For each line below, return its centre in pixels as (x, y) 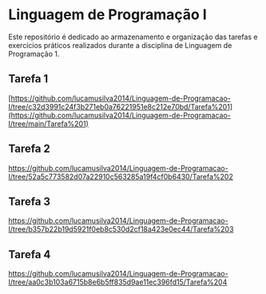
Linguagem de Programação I (108, 15)
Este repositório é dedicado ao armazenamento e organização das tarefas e (133, 37)
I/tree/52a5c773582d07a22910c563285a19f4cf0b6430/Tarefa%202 (121, 177)
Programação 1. (34, 54)
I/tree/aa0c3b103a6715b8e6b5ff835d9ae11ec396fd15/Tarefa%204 (118, 282)
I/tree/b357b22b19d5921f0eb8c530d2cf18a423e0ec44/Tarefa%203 (121, 229)
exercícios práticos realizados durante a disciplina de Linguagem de (120, 45)
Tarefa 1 (28, 79)
